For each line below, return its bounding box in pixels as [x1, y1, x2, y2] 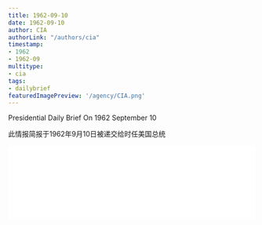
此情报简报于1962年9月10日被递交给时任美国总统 [8, 129, 166, 139]
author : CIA [8, 26, 47, 34]
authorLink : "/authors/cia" [8, 33, 100, 42]
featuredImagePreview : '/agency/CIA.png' [8, 92, 146, 100]
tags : [8, 77, 26, 85]
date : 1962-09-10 [8, 19, 65, 27]
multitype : [8, 63, 44, 71]
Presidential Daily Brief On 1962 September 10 [8, 113, 157, 122]
